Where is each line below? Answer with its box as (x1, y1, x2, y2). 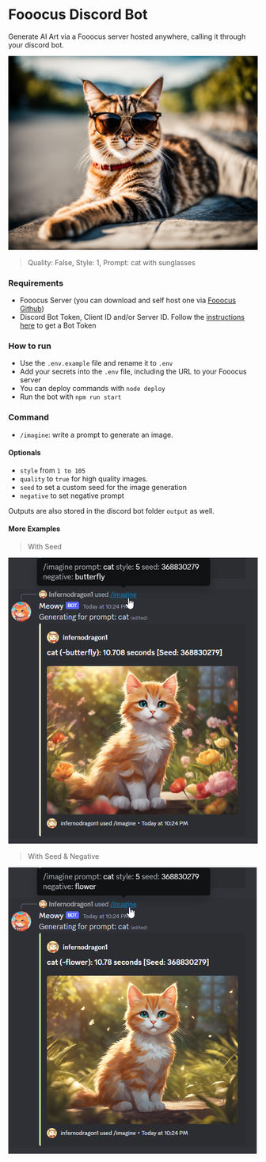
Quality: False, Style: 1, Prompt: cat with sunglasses (27, 257, 196, 267)
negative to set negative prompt (19, 491, 124, 500)
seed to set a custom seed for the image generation (19, 482, 188, 492)
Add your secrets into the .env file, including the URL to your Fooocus (19, 366, 247, 377)
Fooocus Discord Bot (8, 6, 148, 24)
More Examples (8, 524, 61, 534)
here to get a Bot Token (19, 321, 97, 330)
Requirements (8, 277, 64, 288)
